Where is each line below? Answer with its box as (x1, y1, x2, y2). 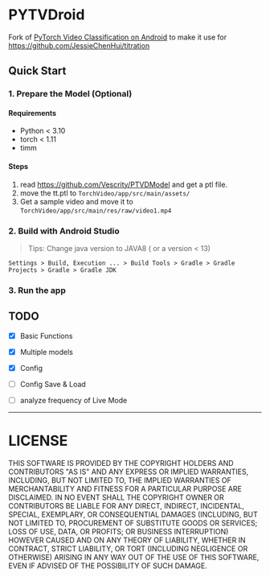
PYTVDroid (8, 6, 85, 24)
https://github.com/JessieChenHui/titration (8, 40, 150, 50)
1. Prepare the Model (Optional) (8, 89, 133, 100)
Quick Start (8, 64, 67, 78)
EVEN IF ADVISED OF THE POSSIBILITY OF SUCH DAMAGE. (8, 561, 207, 571)
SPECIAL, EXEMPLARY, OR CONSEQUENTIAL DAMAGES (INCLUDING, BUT (8, 509, 259, 519)
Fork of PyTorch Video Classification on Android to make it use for (8, 32, 227, 42)
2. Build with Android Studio (8, 225, 120, 237)
